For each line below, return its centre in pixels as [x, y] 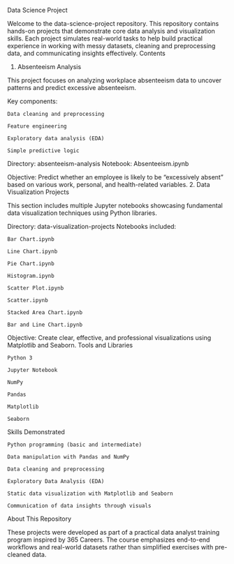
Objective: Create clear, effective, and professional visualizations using [109, 337]
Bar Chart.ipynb [31, 239]
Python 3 [20, 358]
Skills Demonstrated [36, 432]
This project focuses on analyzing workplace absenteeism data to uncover [115, 80]
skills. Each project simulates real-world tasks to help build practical [105, 38]
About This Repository [39, 519]
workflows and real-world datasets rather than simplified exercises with [110, 547]
